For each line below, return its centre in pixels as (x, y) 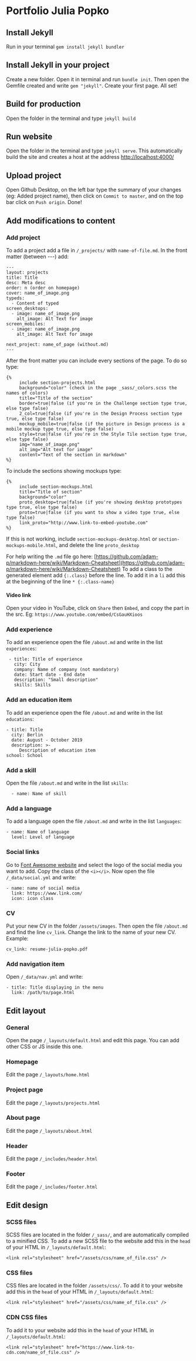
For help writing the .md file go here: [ (51, 556)
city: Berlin (27, 735)
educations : (20, 719)
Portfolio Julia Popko (58, 11)
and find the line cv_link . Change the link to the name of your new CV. (91, 932)
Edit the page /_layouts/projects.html (53, 1103)
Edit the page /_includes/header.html (52, 1159)
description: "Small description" (56, 680)
